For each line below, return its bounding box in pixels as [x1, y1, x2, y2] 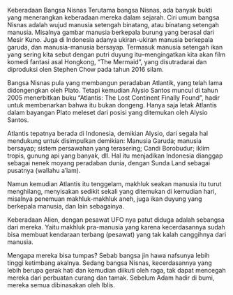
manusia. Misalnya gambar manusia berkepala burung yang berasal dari [7, 28, 215, 36]
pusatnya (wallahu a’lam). [7, 167, 81, 174]
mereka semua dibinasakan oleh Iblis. [7, 281, 115, 289]
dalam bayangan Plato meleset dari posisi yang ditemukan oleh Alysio [7, 108, 208, 116]
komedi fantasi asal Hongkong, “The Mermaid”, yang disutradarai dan [7, 58, 207, 66]
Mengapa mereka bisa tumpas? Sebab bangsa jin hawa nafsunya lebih [7, 251, 210, 259]
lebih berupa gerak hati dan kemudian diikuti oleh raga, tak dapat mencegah [7, 266, 226, 274]
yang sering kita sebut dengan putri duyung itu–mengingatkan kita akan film [7, 50, 226, 59]
